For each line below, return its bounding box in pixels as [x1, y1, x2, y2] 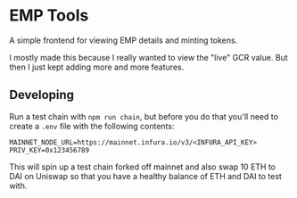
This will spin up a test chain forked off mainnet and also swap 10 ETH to [9, 161, 276, 172]
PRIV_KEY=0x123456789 [9, 145, 90, 154]
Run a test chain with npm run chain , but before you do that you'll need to [9, 111, 279, 121]
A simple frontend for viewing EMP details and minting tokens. [9, 35, 238, 45]
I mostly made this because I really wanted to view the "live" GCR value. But [9, 52, 288, 62]
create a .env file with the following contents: [9, 120, 175, 131]
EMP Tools [9, 5, 89, 26]
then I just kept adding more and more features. [9, 62, 185, 72]
